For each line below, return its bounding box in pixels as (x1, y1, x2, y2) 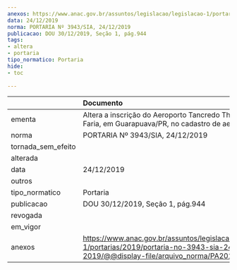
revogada (11, 211, 42, 221)
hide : (7, 63, 23, 70)
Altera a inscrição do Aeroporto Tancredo (83, 110, 220, 120)
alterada (11, 153, 39, 163)
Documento (83, 98, 123, 108)
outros (11, 176, 33, 186)
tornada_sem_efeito (11, 142, 76, 152)
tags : (7, 37, 23, 44)
